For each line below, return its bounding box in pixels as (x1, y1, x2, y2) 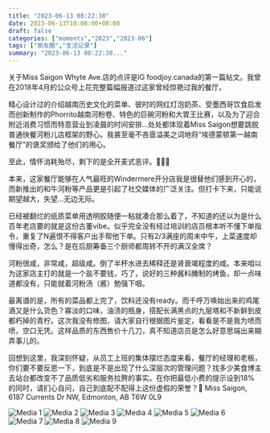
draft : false (8, 27, 52, 35)
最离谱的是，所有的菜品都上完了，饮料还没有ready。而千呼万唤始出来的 (8, 295, 246, 305)
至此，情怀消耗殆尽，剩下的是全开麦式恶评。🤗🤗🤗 (8, 157, 170, 166)
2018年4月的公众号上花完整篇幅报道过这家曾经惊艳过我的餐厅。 (14, 82, 227, 92)
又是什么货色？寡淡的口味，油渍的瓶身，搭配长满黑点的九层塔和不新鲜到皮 (14, 306, 262, 315)
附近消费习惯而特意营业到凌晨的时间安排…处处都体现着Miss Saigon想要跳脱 (8, 120, 260, 129)
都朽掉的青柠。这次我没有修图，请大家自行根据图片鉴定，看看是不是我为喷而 (8, 315, 262, 325)
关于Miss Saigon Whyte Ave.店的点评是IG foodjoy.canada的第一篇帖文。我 (8, 72, 255, 81)
